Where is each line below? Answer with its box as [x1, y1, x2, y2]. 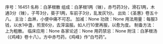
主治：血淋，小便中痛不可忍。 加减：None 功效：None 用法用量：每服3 [14, 16, 158, 22]
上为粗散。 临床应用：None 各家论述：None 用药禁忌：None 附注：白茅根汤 [5, 28, 157, 33]
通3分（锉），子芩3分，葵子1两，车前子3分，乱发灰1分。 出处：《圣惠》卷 [5, 10, 150, 16]
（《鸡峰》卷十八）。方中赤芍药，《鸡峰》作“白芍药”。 [5, 34, 109, 40]
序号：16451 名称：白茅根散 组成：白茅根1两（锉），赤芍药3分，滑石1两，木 [5, 4, 155, 10]
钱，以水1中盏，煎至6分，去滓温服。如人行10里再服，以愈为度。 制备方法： [5, 22, 156, 28]
